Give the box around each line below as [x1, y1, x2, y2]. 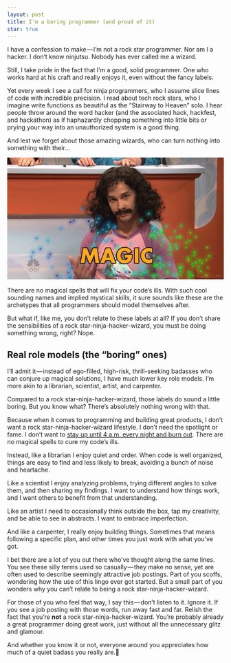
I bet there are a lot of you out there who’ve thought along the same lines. [7, 556, 215, 564]
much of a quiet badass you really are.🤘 [7, 648, 120, 657]
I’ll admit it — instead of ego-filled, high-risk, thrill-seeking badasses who [7, 367, 213, 375]
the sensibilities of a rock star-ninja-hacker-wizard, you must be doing [7, 322, 206, 330]
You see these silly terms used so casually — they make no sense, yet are [7, 563, 214, 571]
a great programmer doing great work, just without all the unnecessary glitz [7, 620, 221, 629]
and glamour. [7, 627, 45, 636]
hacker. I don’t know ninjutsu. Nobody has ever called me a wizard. [7, 52, 197, 61]
